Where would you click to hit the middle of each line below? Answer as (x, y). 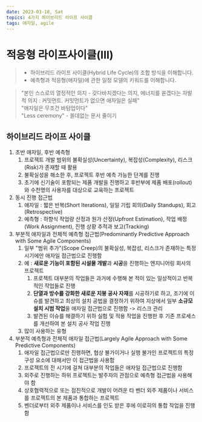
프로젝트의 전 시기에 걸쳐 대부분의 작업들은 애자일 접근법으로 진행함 (103, 368)
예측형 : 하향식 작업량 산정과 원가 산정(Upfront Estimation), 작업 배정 (106, 219)
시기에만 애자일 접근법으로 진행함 (63, 256)
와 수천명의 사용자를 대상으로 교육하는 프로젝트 (79, 190)
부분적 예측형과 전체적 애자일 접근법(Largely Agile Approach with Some (101, 339)
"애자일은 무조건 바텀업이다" (54, 108)
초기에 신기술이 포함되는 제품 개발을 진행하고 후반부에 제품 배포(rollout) (108, 182)
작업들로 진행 (60, 286)
